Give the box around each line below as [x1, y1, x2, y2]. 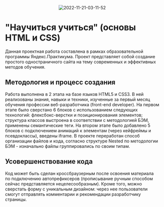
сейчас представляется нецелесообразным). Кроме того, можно [5, 181, 142, 186]
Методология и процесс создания [5, 78, 116, 87]
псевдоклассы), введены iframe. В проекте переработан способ [5, 133, 140, 138]
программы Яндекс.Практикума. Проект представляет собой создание [5, 53, 156, 59]
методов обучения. [5, 64, 46, 70]
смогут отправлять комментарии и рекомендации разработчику [5, 191, 141, 197]
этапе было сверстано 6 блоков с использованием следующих [5, 107, 138, 113]
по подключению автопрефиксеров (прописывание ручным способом [5, 176, 153, 182]
